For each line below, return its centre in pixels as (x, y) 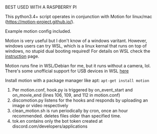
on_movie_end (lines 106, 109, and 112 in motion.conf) (66, 95)
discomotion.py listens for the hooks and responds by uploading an (80, 100)
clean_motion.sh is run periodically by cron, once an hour (70, 111)
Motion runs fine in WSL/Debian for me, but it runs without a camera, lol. (78, 66)
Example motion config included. (38, 31)
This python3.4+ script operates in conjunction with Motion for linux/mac (79, 16)
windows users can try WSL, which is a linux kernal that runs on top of (76, 46)
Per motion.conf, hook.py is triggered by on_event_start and (72, 90)
